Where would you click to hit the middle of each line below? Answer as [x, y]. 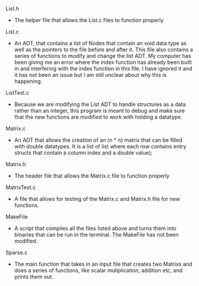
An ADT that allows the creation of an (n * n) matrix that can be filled [98, 140]
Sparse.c [17, 252]
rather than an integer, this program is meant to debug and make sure [99, 111]
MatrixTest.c [21, 187]
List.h [12, 9]
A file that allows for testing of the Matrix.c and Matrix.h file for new [97, 199]
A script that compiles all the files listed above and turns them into [95, 228]
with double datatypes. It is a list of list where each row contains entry [100, 146]
